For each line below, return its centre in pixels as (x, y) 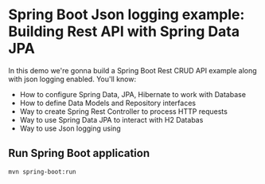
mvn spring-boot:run (43, 172)
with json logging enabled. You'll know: (72, 79)
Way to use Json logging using (70, 128)
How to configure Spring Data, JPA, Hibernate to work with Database (133, 94)
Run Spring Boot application (79, 153)
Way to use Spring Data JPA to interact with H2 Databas (111, 119)
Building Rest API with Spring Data (124, 31)
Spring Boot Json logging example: (127, 15)
